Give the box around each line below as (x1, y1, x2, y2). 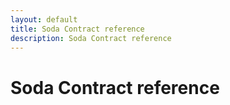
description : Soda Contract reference (10, 33, 172, 43)
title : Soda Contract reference (10, 24, 145, 34)
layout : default (10, 14, 78, 25)
